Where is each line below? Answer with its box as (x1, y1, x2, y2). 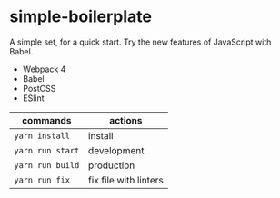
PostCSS (22, 83, 56, 94)
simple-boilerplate (9, 6, 153, 27)
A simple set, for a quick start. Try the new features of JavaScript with (9, 36, 272, 47)
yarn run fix (14, 174, 71, 185)
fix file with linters (87, 173, 164, 186)
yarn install (14, 130, 71, 141)
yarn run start (14, 145, 80, 155)
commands (21, 114, 72, 126)
